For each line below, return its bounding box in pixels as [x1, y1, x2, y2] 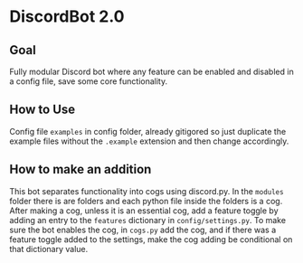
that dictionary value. [9, 243, 89, 254]
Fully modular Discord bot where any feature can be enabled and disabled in [9, 66, 294, 77]
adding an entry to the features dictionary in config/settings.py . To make [9, 214, 287, 225]
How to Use [9, 102, 76, 117]
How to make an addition [9, 162, 152, 177]
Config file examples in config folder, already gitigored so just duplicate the [9, 126, 287, 136]
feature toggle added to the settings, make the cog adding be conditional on [9, 233, 293, 245]
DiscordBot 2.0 [9, 6, 125, 27]
